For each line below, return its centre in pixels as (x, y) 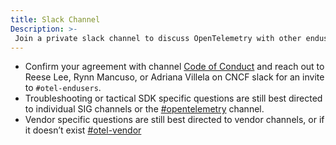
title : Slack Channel (55, 19)
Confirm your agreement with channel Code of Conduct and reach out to (174, 67)
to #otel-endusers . (63, 88)
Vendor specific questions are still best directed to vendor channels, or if (174, 120)
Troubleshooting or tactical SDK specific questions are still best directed (173, 98)
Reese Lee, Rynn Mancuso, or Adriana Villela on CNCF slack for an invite (174, 77)
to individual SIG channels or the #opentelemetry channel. (144, 109)
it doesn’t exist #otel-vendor (83, 130)
